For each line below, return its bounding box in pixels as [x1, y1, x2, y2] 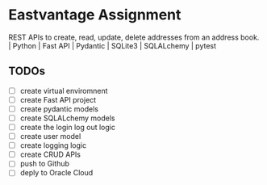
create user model [19, 132, 81, 141]
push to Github [19, 159, 70, 169]
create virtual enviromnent [19, 86, 108, 95]
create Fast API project [19, 95, 97, 104]
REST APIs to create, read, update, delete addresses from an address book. [8, 32, 260, 42]
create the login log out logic [19, 123, 115, 132]
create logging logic [19, 141, 87, 150]
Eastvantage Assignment [8, 6, 181, 24]
